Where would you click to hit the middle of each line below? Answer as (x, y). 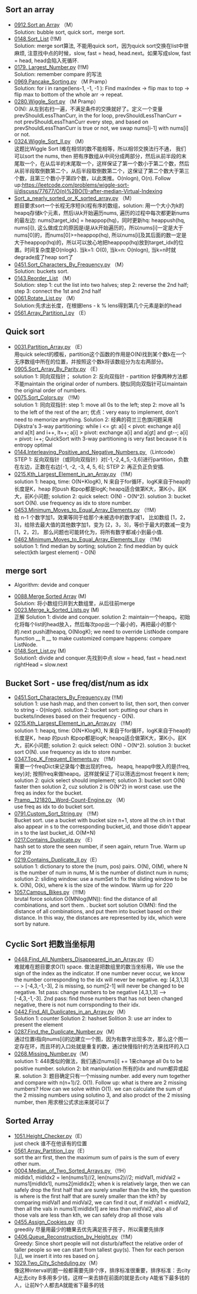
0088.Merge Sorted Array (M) (50, 596)
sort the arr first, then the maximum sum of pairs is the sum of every (97, 1157)
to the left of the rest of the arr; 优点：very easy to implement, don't (96, 412)
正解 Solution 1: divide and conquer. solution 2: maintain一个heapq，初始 (102, 617)
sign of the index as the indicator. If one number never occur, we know (99, 973)
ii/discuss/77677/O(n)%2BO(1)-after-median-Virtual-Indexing (88, 191)
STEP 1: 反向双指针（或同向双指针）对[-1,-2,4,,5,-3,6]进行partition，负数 (101, 459)
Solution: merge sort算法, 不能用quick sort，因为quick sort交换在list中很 (101, 45)
